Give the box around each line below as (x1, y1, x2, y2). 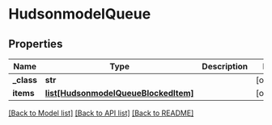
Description (202, 61, 249, 72)
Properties (8, 37, 63, 51)
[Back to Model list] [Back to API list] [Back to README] (8, 108, 194, 118)
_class (12, 74, 38, 85)
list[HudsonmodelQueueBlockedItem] (45, 88, 194, 98)
